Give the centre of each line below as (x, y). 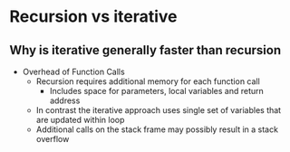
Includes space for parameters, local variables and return (157, 91)
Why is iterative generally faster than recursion (145, 50)
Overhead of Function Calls (73, 71)
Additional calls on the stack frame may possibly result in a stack (157, 129)
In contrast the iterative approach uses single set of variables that (159, 110)
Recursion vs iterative (93, 17)
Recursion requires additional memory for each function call (148, 81)
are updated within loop (80, 120)
